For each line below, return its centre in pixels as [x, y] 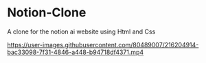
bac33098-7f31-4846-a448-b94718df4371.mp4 [76, 52]
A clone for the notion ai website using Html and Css [81, 32]
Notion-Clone [47, 13]
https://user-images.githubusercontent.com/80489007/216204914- [103, 45]
